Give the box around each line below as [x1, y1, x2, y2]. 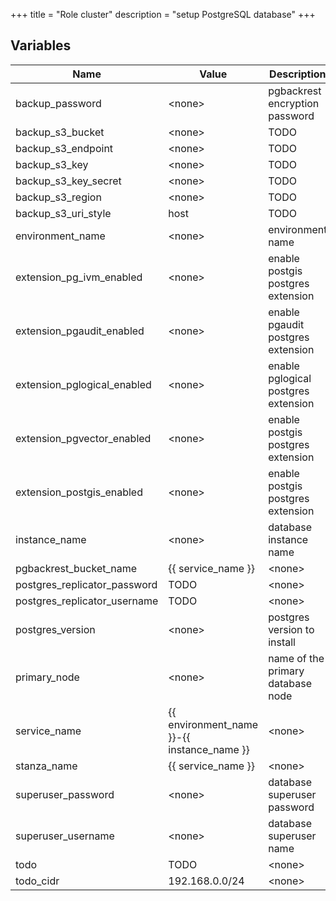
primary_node [15, 670, 80, 684]
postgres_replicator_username [15, 594, 159, 608]
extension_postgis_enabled [15, 485, 143, 499]
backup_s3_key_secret [15, 174, 122, 188]
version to [268, 622, 315, 636]
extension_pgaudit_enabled [15, 324, 145, 338]
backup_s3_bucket [15, 125, 105, 139]
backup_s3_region [15, 190, 102, 204]
